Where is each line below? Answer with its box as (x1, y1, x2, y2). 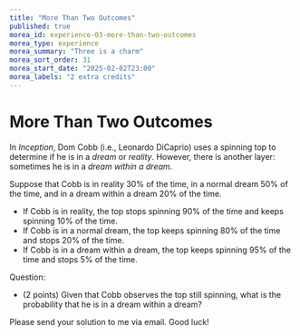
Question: (9, 272, 46, 282)
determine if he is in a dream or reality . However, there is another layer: (9, 151, 276, 162)
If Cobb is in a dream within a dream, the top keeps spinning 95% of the (22, 244, 292, 255)
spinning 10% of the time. (22, 215, 118, 226)
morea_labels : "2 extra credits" (9, 73, 136, 82)
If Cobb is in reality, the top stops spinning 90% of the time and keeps (22, 205, 284, 216)
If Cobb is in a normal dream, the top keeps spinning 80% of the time (22, 224, 281, 236)
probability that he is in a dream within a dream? (22, 299, 202, 310)
